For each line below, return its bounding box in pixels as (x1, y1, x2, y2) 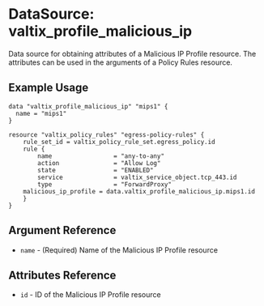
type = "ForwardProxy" (37, 180, 172, 189)
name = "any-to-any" (37, 151, 164, 160)
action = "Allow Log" (37, 159, 161, 167)
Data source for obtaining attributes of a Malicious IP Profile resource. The (8, 49, 257, 58)
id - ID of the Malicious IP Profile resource (19, 290, 161, 300)
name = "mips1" (15, 109, 67, 117)
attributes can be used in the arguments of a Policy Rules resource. (8, 57, 233, 67)
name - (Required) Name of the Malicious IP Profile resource (19, 244, 219, 255)
